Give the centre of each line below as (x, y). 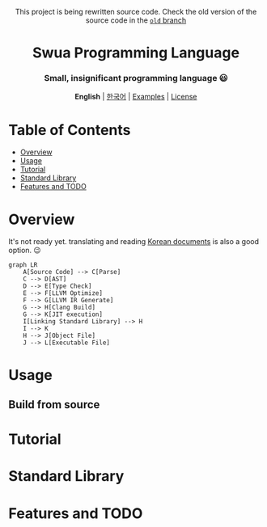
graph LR (23, 265)
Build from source (54, 405)
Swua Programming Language (136, 53)
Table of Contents (70, 130)
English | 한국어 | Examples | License (136, 97)
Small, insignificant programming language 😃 (136, 78)
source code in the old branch (136, 20)
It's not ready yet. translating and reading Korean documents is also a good (134, 242)
